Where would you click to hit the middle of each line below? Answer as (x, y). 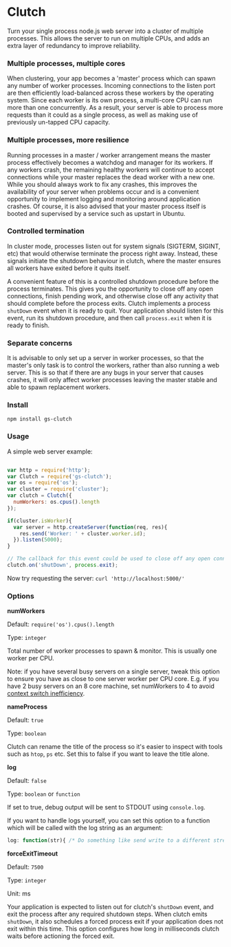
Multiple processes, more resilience (68, 140)
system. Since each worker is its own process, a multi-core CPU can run (110, 100)
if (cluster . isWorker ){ (40, 521)
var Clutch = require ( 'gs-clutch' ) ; (59, 476)
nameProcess (27, 707)
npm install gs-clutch (40, 419)
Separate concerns (40, 343)
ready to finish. (29, 325)
